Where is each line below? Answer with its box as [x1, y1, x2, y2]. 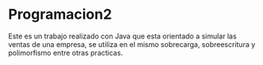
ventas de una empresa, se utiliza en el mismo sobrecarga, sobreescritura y [8, 39, 256, 49]
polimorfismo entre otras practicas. [8, 48, 124, 57]
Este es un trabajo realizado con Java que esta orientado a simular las [8, 31, 237, 41]
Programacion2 [8, 5, 112, 23]
